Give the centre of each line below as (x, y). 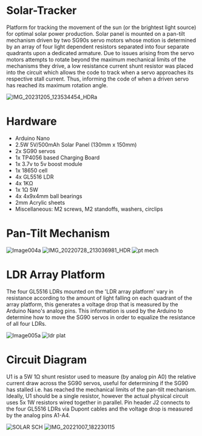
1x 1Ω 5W (26, 190)
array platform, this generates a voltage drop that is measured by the (92, 304)
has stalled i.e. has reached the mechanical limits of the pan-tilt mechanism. (101, 389)
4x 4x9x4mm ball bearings (49, 196)
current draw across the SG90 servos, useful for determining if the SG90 (97, 383)
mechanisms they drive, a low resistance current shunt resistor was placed (100, 66)
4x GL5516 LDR (34, 177)
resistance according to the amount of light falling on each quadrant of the (99, 298)
